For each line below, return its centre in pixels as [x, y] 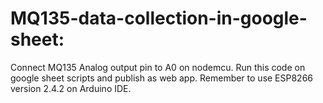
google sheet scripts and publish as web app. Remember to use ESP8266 [162, 78]
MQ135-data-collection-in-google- [159, 18]
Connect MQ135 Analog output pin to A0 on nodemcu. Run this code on [158, 67]
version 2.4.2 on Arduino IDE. [71, 88]
